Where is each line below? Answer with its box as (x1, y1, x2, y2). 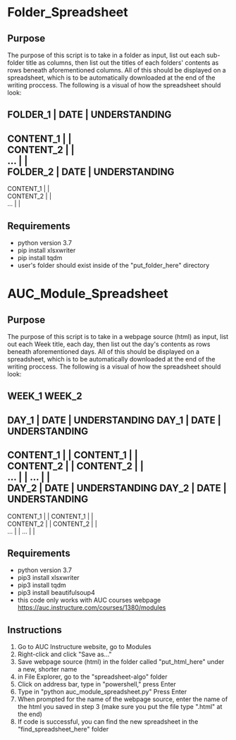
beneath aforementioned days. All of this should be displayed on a (7, 347, 199, 356)
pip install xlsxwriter (17, 246, 76, 254)
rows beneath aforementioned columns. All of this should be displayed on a (7, 66, 227, 74)
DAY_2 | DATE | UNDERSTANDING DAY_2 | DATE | (7, 482, 227, 494)
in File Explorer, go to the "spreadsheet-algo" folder (17, 672, 168, 681)
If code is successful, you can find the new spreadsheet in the (17, 717, 199, 726)
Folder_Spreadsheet (7, 4, 128, 20)
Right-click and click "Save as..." (17, 650, 112, 659)
